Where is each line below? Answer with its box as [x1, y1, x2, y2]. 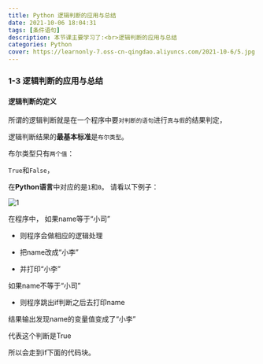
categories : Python [8, 41, 72, 49]
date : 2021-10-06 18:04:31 [8, 19, 97, 27]
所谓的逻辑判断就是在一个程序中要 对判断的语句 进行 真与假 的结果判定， [8, 116, 227, 125]
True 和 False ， [8, 166, 54, 175]
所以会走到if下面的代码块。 [8, 347, 96, 358]
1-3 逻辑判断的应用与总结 [8, 75, 104, 86]
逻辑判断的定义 [8, 96, 57, 106]
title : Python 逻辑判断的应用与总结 [8, 11, 117, 20]
